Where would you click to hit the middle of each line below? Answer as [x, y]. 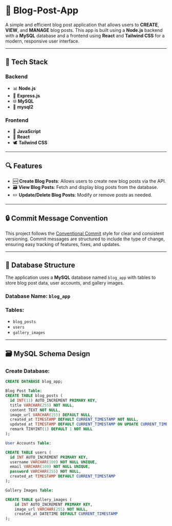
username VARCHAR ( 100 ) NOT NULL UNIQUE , [53, 462]
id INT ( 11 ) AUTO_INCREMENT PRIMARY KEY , [53, 400]
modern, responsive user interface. [42, 41]
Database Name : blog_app [38, 296]
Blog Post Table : [24, 391]
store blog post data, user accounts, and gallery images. [65, 283]
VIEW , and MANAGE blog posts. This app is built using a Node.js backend [84, 30]
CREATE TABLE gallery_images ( [39, 500]
